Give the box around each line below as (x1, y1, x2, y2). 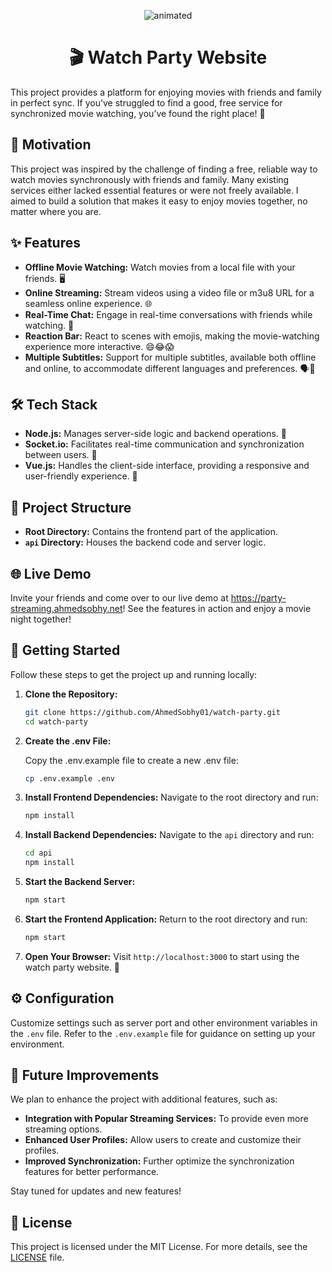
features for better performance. (24, 1166, 160, 1178)
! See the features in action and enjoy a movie (122, 603, 312, 614)
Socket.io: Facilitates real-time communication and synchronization (24, 438, 305, 450)
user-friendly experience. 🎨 (24, 470, 138, 482)
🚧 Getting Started (10, 642, 121, 659)
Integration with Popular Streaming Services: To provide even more (24, 1113, 309, 1125)
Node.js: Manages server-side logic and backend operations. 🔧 (24, 428, 287, 440)
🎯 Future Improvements (10, 1067, 160, 1084)
